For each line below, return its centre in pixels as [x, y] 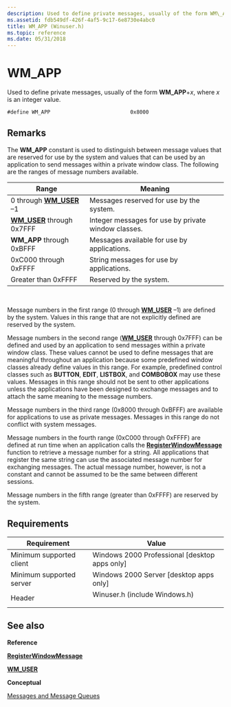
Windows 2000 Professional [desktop [154, 555]
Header [23, 598]
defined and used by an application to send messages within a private [106, 345]
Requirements [38, 524]
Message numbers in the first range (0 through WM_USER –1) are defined [111, 310]
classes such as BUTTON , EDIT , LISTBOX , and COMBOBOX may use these [114, 374]
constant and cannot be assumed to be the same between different [102, 474]
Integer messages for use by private [147, 220]
